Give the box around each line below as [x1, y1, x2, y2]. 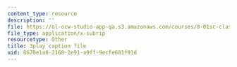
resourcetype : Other [7, 36, 68, 43]
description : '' [7, 17, 55, 24]
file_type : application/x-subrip [7, 29, 106, 37]
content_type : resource [7, 10, 78, 17]
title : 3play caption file [7, 43, 87, 50]
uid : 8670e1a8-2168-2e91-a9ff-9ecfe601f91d [7, 50, 138, 57]
